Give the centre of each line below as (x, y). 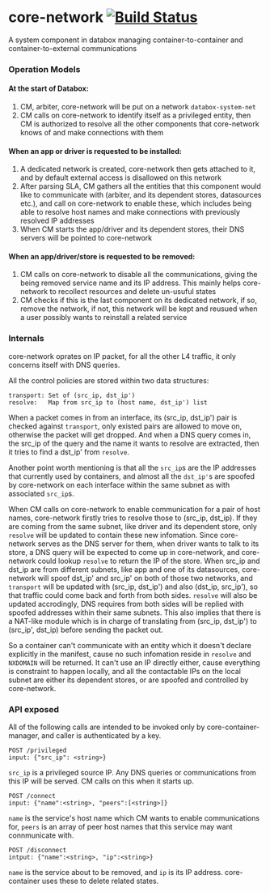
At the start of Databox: (49, 88)
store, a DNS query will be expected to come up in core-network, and (124, 552)
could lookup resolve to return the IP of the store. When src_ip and (149, 561)
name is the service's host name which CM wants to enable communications (134, 818)
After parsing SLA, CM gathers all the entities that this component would (140, 186)
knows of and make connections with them (92, 133)
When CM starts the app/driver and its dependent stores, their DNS (132, 229)
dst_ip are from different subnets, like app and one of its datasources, (124, 569)
